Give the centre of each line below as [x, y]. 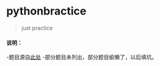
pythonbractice [46, 11]
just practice [37, 28]
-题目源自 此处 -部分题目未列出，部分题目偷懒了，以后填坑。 [82, 57]
